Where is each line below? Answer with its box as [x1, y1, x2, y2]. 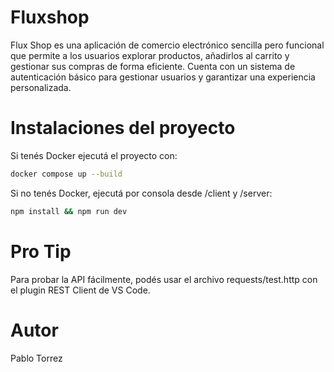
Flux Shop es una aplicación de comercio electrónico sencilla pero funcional [10, 39, 325, 51]
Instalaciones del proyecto [10, 117, 236, 140]
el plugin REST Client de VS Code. [10, 284, 151, 296]
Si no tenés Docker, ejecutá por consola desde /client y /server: [10, 187, 273, 199]
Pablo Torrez [10, 352, 63, 364]
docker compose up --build [10, 169, 123, 179]
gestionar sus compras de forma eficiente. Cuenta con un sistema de [10, 60, 296, 72]
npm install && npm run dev [10, 206, 128, 216]
